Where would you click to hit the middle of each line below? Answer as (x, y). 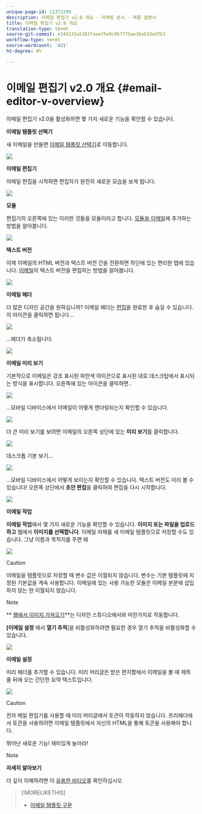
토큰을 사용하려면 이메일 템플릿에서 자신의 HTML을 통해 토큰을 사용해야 (96, 723)
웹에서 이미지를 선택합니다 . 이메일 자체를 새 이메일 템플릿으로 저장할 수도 (103, 532)
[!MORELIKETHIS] (43, 792)
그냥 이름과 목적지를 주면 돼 (56, 539)
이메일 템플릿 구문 (51, 805)
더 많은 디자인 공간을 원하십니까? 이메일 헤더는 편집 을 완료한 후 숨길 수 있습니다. (100, 307)
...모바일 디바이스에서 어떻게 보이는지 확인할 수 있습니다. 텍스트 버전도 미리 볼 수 (100, 479)
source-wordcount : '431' (37, 46)
